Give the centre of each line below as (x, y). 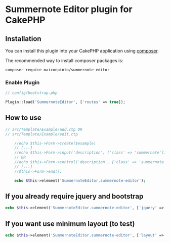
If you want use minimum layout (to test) (70, 224)
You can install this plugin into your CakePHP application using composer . (82, 51)
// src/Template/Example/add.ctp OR (44, 129)
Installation (23, 39)
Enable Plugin (23, 82)
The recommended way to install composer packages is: (64, 61)
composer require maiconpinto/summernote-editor (57, 70)
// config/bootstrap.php (31, 93)
